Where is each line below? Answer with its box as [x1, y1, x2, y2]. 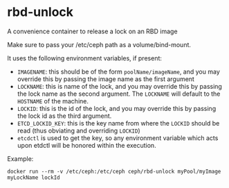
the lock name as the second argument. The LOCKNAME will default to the [17, 89, 221, 98]
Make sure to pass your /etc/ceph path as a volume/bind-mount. [7, 40, 192, 49]
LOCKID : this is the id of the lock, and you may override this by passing [17, 104, 217, 112]
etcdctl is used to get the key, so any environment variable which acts [17, 133, 219, 142]
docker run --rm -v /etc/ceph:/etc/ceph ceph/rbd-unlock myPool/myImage [7, 168, 221, 175]
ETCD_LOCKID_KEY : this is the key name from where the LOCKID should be [17, 119, 220, 127]
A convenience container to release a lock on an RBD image [7, 27, 178, 35]
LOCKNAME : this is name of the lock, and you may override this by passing [17, 82, 223, 90]
